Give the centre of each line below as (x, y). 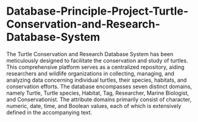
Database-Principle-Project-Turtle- (97, 11)
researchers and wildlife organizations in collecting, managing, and (90, 73)
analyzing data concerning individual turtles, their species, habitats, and (97, 80)
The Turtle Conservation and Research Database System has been (90, 54)
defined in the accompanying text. (49, 112)
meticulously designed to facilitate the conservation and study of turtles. (97, 60)
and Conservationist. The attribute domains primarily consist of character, (99, 99)
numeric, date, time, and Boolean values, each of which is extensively (94, 106)
